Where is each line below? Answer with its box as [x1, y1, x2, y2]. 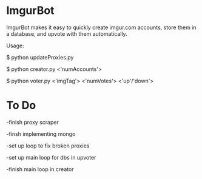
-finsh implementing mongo [6, 130, 76, 137]
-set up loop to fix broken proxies [6, 142, 90, 149]
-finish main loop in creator [6, 165, 74, 173]
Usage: [6, 42, 24, 49]
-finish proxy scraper [6, 118, 59, 126]
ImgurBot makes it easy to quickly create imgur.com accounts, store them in [6, 24, 197, 31]
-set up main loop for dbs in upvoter [6, 154, 96, 161]
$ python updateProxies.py [6, 53, 74, 61]
